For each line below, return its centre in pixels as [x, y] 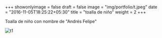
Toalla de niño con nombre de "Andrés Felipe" [51, 21]
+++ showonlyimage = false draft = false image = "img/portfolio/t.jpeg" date [81, 7]
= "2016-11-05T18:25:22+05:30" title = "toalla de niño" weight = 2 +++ [76, 12]
